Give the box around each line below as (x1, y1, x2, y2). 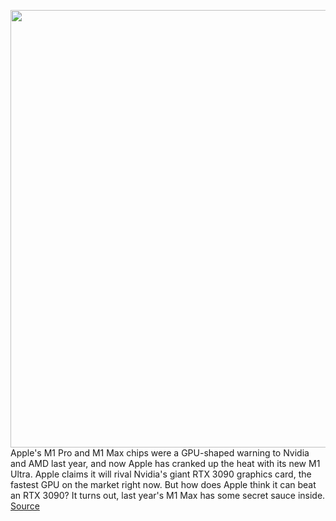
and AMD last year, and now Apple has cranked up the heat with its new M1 (10, 458, 321, 469)
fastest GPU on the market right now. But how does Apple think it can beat (10, 479, 317, 490)
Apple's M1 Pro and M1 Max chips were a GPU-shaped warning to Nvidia (10, 447, 310, 459)
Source (10, 500, 40, 512)
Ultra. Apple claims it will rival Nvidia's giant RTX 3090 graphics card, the (10, 468, 312, 480)
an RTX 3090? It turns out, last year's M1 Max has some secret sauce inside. (10, 490, 326, 501)
